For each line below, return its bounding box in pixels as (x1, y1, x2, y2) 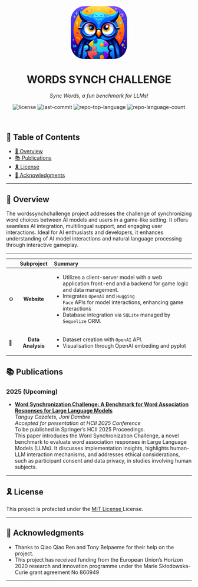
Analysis (22, 342, 45, 349)
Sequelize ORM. (62, 317, 101, 324)
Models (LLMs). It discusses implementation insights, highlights (14, 445, 169, 452)
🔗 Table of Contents (6, 132, 80, 142)
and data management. (62, 286, 119, 293)
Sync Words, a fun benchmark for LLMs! (49, 92, 148, 100)
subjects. (14, 463, 37, 471)
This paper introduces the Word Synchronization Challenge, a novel (14, 432, 179, 439)
